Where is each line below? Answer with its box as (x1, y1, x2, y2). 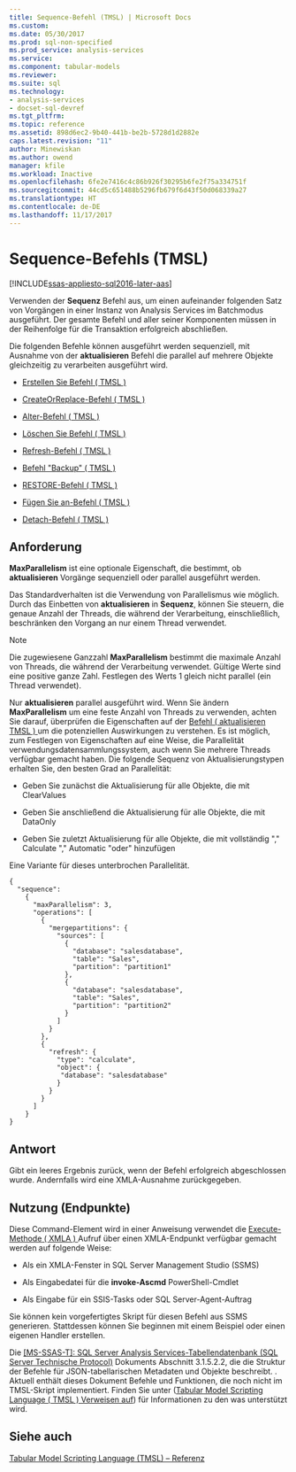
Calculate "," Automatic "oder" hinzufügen (21, 843, 176, 854)
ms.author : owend (9, 152, 73, 162)
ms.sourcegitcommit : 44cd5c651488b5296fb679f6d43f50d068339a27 (9, 186, 247, 195)
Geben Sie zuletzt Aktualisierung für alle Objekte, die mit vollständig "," (21, 833, 280, 844)
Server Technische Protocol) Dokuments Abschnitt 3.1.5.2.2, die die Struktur (9, 1357, 285, 1367)
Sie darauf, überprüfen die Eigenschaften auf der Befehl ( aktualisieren (9, 717, 266, 727)
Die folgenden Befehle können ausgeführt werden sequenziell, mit (9, 340, 250, 351)
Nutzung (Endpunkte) (9, 1200, 131, 1215)
